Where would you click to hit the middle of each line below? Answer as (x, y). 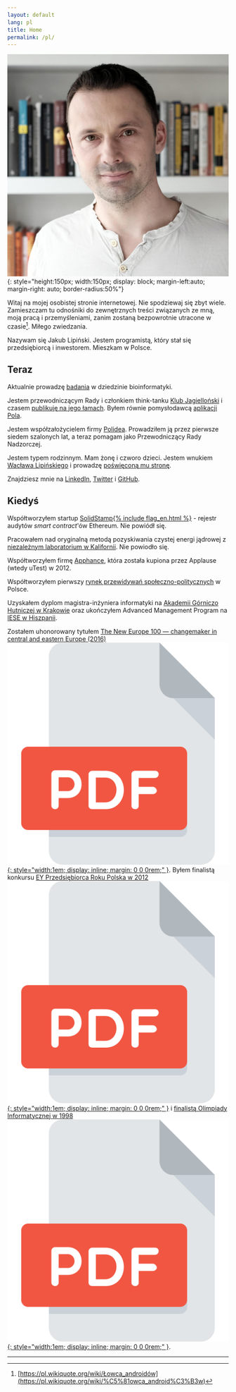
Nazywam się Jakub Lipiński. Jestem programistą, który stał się (99, 340)
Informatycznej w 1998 (40, 1116)
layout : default (31, 15)
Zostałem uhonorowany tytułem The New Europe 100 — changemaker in (112, 631)
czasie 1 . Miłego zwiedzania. (47, 326)
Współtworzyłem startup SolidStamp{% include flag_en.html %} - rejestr (112, 518)
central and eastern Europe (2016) (57, 639)
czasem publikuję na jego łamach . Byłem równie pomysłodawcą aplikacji (112, 408)
